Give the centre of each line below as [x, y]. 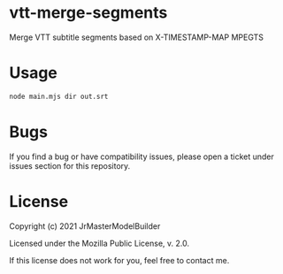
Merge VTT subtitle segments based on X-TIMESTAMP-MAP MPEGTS [136, 37]
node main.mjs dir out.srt [59, 96]
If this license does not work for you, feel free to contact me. [119, 260]
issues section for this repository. [70, 165]
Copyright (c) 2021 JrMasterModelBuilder [85, 226]
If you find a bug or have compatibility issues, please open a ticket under [141, 156]
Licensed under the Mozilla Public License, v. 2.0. [99, 243]
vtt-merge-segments [88, 13]
